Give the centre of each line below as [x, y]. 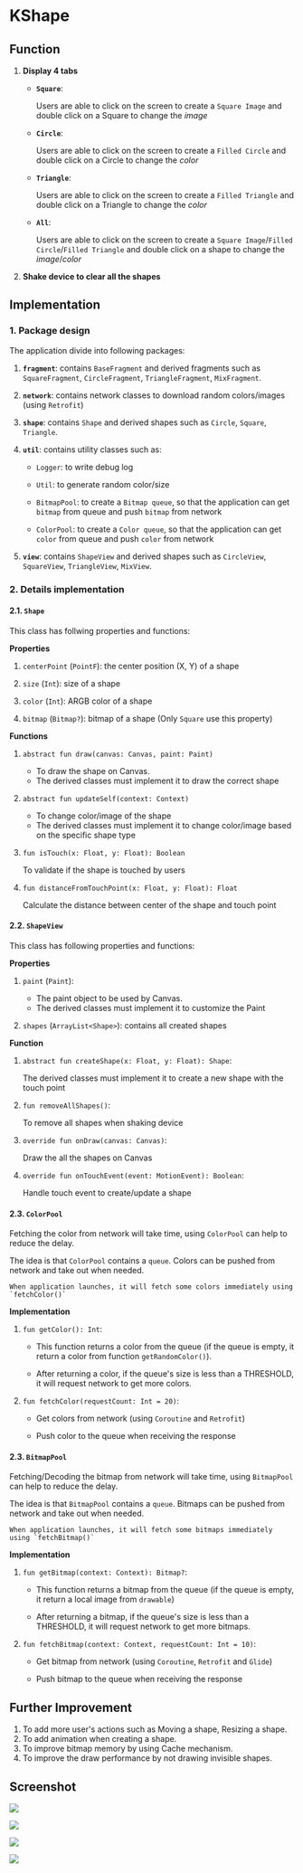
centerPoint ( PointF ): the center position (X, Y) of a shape [131, 666]
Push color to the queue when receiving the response [136, 1436]
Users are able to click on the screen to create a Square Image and [159, 106]
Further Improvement [71, 1707]
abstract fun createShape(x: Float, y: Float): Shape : [127, 1061]
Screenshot [43, 1787]
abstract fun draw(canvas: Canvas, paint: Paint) [118, 754]
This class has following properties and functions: [102, 946]
